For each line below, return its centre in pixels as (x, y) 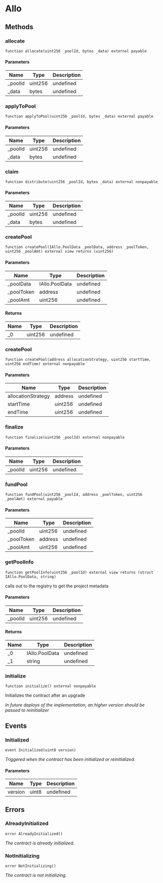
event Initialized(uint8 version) (41, 750)
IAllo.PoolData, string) (31, 576)
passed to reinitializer (27, 710)
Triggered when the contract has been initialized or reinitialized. (70, 759)
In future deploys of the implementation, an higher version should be (75, 705)
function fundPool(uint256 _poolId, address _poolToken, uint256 (74, 495)
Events (16, 726)
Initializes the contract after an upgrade (45, 696)
